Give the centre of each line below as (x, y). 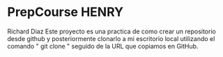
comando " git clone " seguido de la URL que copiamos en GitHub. (103, 46)
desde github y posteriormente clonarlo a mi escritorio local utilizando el (111, 38)
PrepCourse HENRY (66, 12)
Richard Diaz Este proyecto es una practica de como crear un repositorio (111, 31)
